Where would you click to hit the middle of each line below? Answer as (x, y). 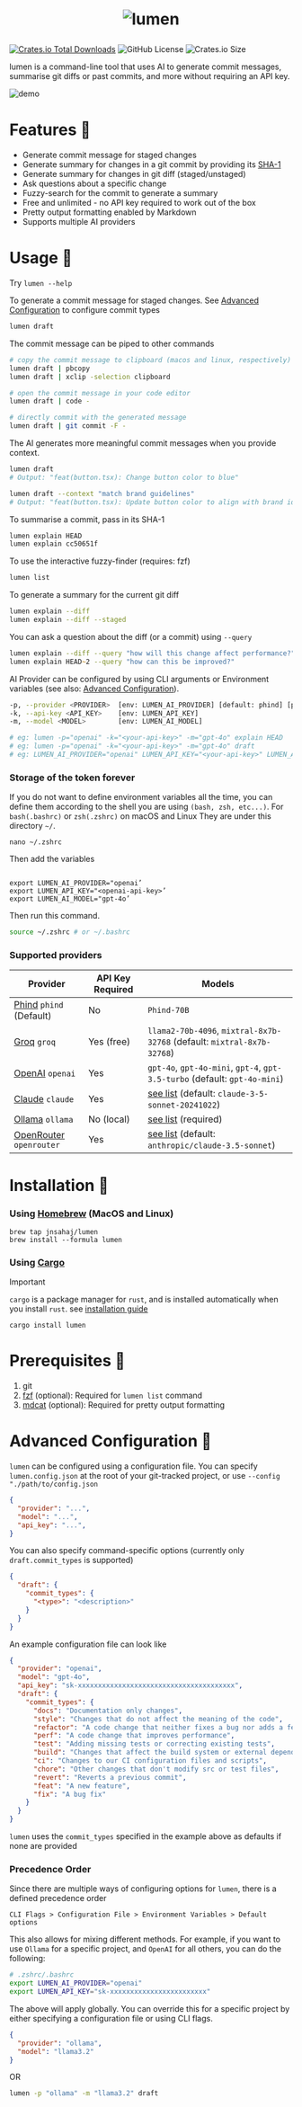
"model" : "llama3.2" (56, 2051)
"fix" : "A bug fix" (69, 1794)
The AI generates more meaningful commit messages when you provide (143, 443)
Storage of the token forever (72, 778)
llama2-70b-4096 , (184, 1031)
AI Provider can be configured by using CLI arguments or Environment (139, 679)
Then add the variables (52, 859)
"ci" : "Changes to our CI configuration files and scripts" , (150, 1761)
